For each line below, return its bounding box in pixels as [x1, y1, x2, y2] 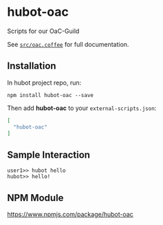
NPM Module [7, 192, 64, 204]
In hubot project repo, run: [7, 78, 82, 87]
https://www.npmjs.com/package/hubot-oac [7, 211, 134, 218]
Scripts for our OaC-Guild [7, 27, 80, 35]
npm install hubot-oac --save [7, 92, 94, 98]
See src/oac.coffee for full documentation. [7, 40, 129, 48]
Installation [7, 60, 56, 72]
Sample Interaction [7, 149, 91, 160]
